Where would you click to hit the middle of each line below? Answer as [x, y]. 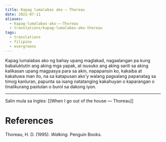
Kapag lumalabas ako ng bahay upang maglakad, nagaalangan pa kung [78, 60]
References [29, 121]
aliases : [14, 19]
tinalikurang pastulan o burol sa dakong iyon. [51, 86]
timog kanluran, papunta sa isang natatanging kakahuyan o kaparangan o [80, 81]
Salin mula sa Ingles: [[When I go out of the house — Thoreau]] [69, 101]
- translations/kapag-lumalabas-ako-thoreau [56, 28]
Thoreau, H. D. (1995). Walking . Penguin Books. [54, 134]
